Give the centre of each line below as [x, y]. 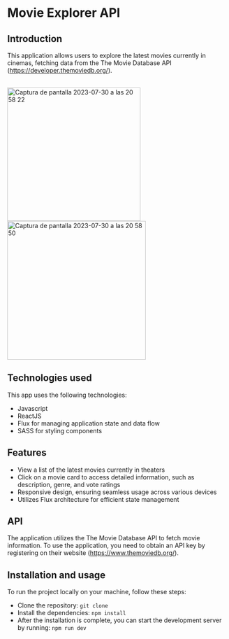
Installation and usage [57, 575]
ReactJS [29, 416]
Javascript [32, 408]
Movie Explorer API [64, 13]
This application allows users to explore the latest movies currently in [106, 55]
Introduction [35, 39]
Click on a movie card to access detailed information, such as [106, 477]
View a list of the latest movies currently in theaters [91, 470]
